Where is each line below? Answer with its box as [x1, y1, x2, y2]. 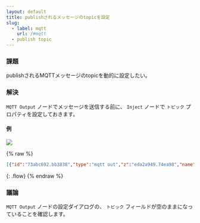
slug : [6, 20, 20, 26]
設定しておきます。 [32, 110, 79, 117]
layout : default [6, 8, 46, 15]
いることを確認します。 [11, 210, 68, 218]
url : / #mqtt [17, 31, 46, 37]
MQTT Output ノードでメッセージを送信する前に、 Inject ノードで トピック [6, 103, 185, 110]
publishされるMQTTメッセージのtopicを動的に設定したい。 [6, 72, 151, 79]
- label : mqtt [11, 25, 46, 32]
